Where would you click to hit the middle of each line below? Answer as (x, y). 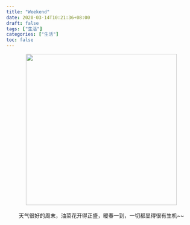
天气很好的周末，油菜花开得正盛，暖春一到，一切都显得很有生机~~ (101, 216)
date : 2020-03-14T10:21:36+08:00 (48, 18)
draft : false (23, 23)
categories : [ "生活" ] (33, 34)
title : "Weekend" (28, 12)
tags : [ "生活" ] (24, 29)
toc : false (20, 40)
